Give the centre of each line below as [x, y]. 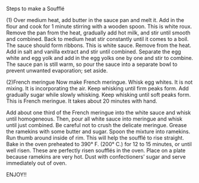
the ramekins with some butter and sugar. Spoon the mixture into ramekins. [98, 131]
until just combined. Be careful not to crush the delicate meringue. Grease [97, 125]
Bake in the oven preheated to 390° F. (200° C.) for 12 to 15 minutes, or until [99, 144]
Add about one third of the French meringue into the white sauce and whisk [99, 113]
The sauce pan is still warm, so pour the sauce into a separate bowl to [92, 64]
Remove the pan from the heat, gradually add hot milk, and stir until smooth [98, 33]
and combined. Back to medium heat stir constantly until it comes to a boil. [97, 39]
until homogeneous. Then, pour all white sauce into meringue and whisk [94, 119]
